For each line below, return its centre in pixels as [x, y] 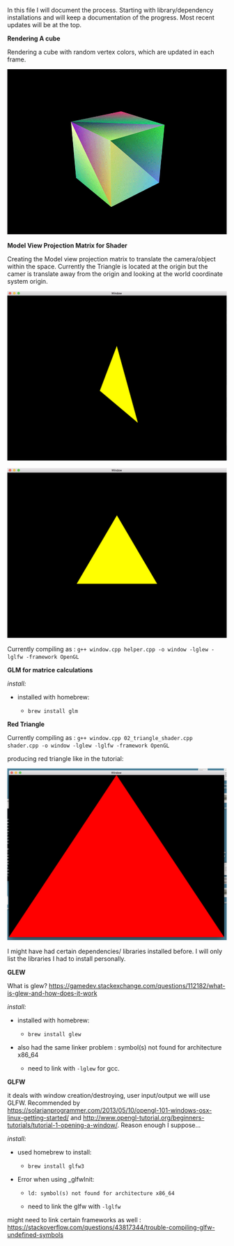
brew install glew [54, 1034]
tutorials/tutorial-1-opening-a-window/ [62, 1125]
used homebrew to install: [54, 1152]
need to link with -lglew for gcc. [73, 1068]
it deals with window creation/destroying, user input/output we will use [109, 1095]
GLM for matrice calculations [50, 670]
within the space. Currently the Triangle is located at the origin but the [108, 266]
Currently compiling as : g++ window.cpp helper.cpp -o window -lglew [108, 649]
